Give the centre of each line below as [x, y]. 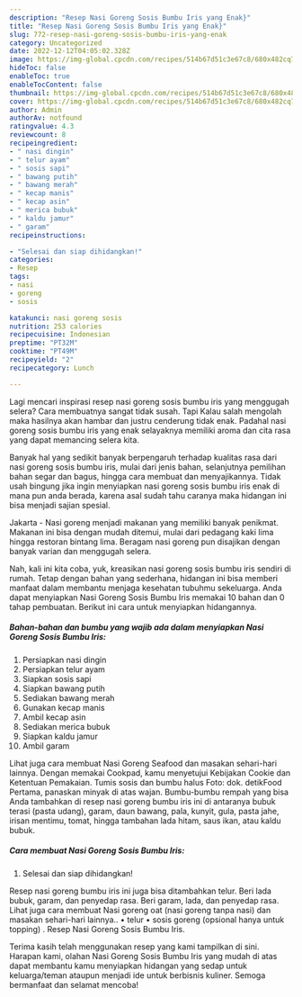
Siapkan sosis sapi [57, 678]
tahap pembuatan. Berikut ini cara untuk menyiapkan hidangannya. [133, 606]
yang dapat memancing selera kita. [74, 440]
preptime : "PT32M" [44, 343]
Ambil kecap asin [54, 717]
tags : [19, 277]
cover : [22, 101]
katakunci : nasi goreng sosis [66, 318]
